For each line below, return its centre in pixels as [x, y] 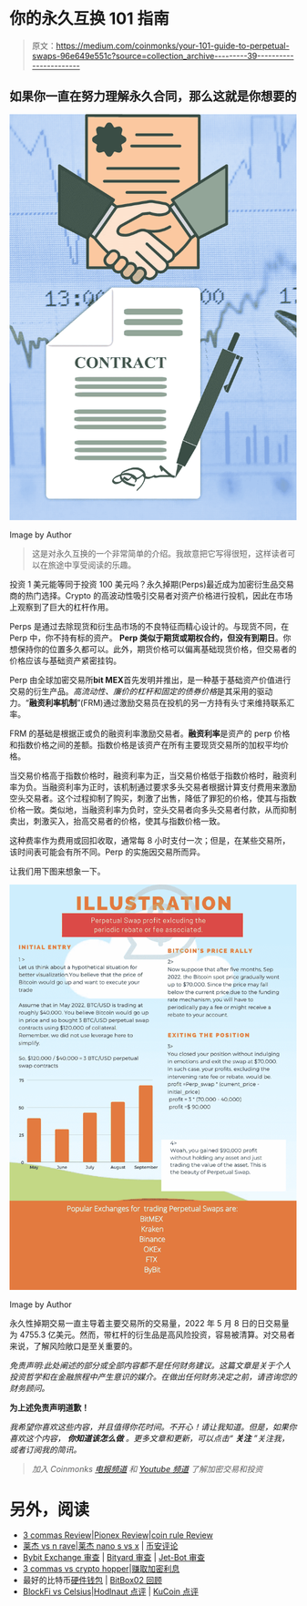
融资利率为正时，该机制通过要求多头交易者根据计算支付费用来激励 [173, 787]
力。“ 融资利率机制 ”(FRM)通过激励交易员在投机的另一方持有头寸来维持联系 [148, 702]
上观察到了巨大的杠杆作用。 [61, 607]
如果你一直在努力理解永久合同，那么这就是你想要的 [153, 97]
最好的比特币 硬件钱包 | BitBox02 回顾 [92, 1580]
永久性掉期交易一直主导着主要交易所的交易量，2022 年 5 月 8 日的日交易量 [149, 1324]
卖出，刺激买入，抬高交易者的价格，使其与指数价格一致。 [117, 821]
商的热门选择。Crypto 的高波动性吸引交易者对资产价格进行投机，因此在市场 [151, 595]
